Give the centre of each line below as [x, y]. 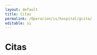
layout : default [21, 9]
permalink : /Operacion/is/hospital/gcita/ [48, 18]
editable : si [18, 23]
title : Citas [18, 14]
